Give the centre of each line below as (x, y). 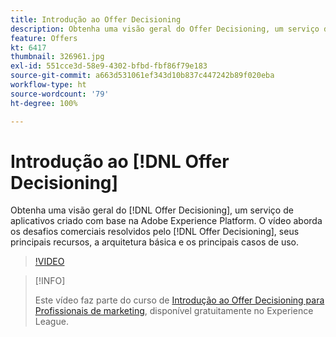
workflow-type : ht (48, 85)
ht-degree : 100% (44, 103)
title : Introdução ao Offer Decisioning (96, 19)
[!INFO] (50, 281)
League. (51, 322)
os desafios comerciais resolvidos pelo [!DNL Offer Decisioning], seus (155, 232)
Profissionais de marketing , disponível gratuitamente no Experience (174, 311)
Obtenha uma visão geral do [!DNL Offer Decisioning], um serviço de (152, 210)
